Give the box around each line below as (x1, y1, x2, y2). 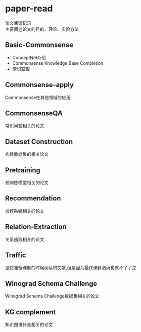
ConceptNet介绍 (12, 54, 46, 60)
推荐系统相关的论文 (5, 208, 45, 214)
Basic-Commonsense (5, 41, 74, 49)
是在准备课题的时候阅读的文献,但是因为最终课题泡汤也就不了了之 (5, 265, 137, 271)
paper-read (5, 3, 53, 14)
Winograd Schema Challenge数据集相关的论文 (5, 293, 99, 299)
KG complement (5, 308, 56, 316)
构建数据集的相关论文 (5, 151, 48, 157)
